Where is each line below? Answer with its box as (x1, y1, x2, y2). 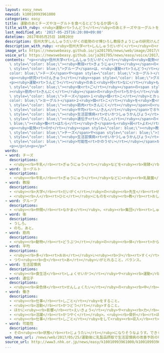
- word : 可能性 (5, 321, 34, 326)
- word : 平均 (5, 244, 30, 249)
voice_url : (5, 52, 27, 58)
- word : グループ (5, 198, 38, 203)
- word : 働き (5, 289, 30, 294)
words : (5, 148, 19, 153)
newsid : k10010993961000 (5, 12, 56, 17)
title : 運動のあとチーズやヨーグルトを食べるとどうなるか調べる (5, 21, 119, 26)
